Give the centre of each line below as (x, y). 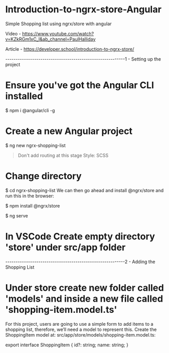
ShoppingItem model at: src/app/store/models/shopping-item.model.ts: (81, 335)
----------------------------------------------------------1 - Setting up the (83, 59)
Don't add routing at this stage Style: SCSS (63, 155)
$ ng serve (17, 216)
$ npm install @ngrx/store (33, 206)
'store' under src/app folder (66, 247)
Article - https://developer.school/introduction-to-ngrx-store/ (70, 49)
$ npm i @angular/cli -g (30, 110)
